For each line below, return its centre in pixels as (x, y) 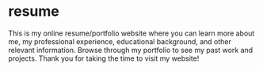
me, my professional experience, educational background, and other (120, 41)
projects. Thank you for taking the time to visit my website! (104, 58)
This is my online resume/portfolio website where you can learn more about (131, 33)
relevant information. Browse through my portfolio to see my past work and (131, 50)
